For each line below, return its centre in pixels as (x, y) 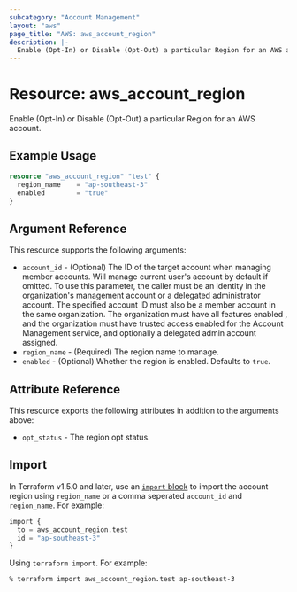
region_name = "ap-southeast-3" (83, 184)
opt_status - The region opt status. (86, 437)
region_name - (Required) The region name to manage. (120, 352)
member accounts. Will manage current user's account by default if (145, 277)
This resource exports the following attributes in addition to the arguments (145, 410)
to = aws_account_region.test (72, 530)
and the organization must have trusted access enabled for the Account (152, 323)
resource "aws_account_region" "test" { (85, 176)
